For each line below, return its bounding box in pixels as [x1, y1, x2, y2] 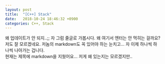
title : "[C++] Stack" [5, 12, 52, 17]
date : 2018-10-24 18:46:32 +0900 [5, 16, 78, 21]
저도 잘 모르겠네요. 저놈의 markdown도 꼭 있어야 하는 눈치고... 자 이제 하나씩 [5, 41, 152, 47]
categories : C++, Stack [5, 21, 54, 26]
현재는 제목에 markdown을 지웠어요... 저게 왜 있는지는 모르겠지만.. [5, 54, 133, 60]
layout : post [5, 7, 32, 12]
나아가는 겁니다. [14, 47, 45, 53]
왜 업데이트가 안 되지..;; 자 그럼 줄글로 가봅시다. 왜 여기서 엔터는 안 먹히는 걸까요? [5, 35, 161, 41]
